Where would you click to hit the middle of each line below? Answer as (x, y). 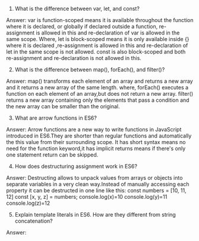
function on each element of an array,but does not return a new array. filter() (100, 94)
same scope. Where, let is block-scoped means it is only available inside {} (98, 39)
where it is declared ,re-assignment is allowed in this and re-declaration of (97, 45)
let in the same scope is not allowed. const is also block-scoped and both (96, 52)
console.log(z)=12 (28, 203)
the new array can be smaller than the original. (63, 106)
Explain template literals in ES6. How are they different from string (95, 215)
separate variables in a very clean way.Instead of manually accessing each (98, 184)
